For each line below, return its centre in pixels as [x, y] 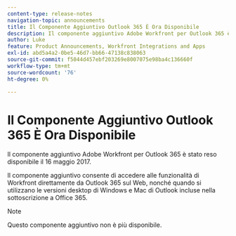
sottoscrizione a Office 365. [47, 198]
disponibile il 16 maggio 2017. [49, 162]
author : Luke [26, 40]
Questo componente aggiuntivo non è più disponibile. [85, 225]
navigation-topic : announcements [56, 20]
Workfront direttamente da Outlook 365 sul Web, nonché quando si [104, 183]
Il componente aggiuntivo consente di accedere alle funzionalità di [103, 176]
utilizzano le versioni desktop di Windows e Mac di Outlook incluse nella [111, 190]
